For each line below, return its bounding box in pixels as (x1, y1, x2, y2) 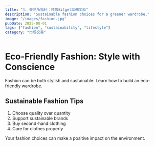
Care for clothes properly (12, 125, 64, 131)
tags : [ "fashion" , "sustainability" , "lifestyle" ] (5, 25, 111, 30)
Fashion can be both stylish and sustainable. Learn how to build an (5, 77, 140, 83)
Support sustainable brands (12, 115, 68, 121)
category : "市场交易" (5, 30, 46, 35)
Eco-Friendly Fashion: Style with (5, 51, 140, 62)
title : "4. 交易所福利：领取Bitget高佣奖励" (5, 7, 89, 12)
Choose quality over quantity (12, 110, 71, 116)
